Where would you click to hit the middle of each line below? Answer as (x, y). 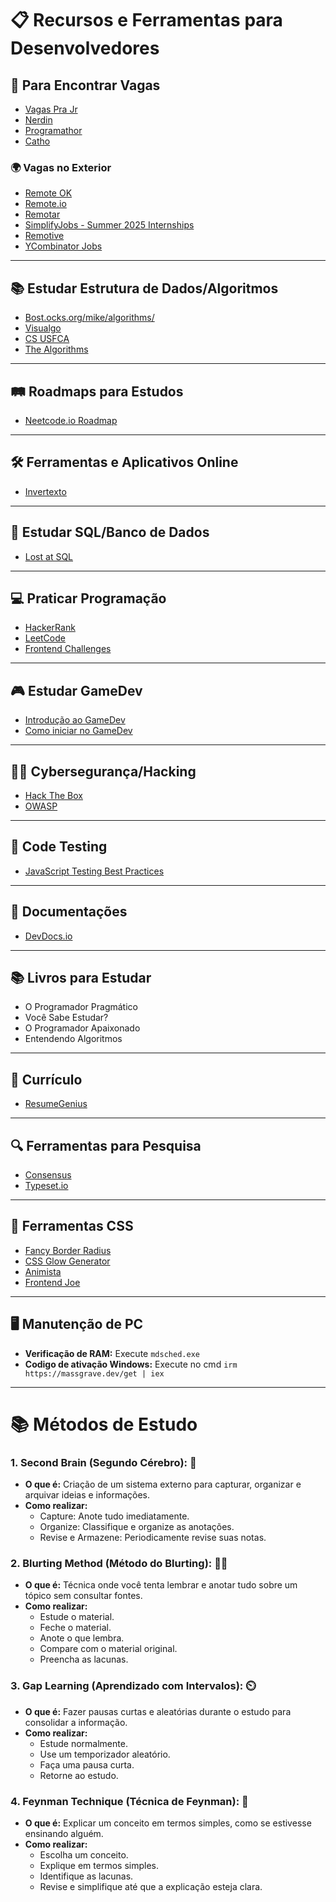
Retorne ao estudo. (79, 1775)
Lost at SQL (48, 556)
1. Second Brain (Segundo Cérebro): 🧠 (103, 1462)
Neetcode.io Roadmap (71, 420)
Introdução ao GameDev (75, 720)
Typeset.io (46, 1186)
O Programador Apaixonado (82, 1028)
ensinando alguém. (64, 1834)
